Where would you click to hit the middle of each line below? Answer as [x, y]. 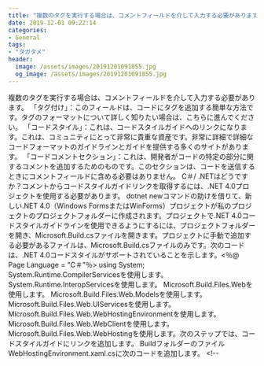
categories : [27, 30]
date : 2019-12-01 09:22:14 [52, 23]
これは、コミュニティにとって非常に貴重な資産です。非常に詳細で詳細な [137, 137]
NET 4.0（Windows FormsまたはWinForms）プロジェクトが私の [128, 205]
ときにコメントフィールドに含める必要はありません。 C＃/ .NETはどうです [128, 176]
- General [24, 37]
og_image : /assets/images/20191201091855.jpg [91, 74]
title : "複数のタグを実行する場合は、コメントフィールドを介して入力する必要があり [127, 15]
